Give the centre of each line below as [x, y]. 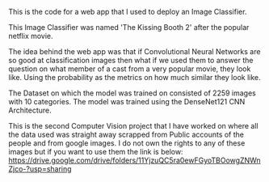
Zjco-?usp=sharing [40, 169]
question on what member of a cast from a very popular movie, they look [130, 69]
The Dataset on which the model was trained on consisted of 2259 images [132, 93]
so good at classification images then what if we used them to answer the [131, 60]
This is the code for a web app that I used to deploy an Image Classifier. [128, 12]
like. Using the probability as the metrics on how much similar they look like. [134, 77]
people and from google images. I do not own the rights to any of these [127, 143]
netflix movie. [31, 36]
